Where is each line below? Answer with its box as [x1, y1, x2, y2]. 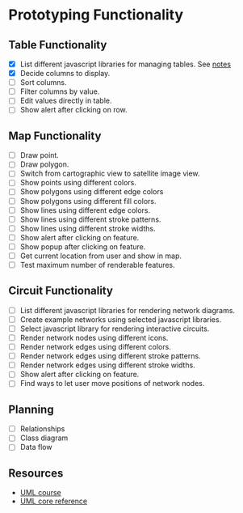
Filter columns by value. [19, 87, 100, 96]
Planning [8, 402, 54, 416]
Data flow [19, 443, 52, 452]
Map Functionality [8, 129, 102, 142]
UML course [19, 488, 62, 498]
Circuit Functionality [8, 284, 113, 298]
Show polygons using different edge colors [19, 187, 164, 197]
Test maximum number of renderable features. [19, 260, 175, 269]
